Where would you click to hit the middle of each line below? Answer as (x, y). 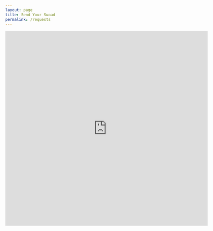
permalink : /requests (28, 19)
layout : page (19, 10)
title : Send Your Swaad (30, 15)
